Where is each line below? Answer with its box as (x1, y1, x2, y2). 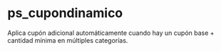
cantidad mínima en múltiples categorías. (7, 36, 128, 44)
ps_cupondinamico (7, 5, 123, 21)
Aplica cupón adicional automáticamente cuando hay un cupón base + (7, 28, 215, 37)
